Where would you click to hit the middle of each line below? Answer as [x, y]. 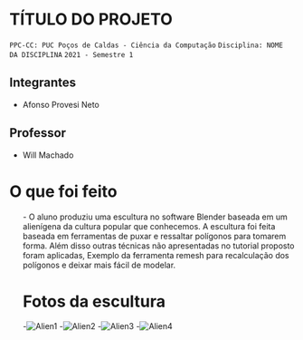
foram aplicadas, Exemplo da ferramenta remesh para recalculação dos [156, 255]
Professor [38, 133]
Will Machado [48, 155]
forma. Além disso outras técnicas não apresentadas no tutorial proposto [159, 246]
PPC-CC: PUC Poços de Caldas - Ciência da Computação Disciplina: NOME [146, 45]
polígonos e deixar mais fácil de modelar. [99, 265]
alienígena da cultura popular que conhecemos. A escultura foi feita [149, 226]
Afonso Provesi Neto [61, 104]
